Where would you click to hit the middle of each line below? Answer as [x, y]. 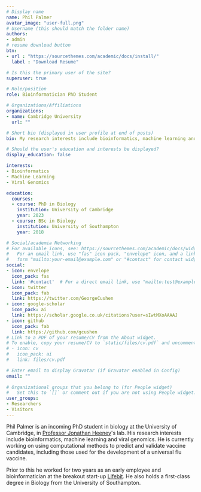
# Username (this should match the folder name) [68, 28]
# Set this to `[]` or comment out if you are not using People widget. [101, 393]
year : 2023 [31, 215]
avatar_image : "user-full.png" [45, 23]
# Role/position [26, 89]
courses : [22, 199]
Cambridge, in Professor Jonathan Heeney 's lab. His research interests [94, 433]
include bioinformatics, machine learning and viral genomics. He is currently [100, 439]
